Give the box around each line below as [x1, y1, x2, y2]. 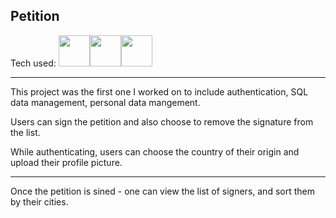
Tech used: [10, 57, 57, 69]
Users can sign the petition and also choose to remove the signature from [10, 115, 314, 128]
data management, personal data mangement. [10, 96, 201, 108]
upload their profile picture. [10, 156, 123, 168]
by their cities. [10, 195, 69, 208]
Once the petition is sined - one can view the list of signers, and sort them [10, 185, 315, 197]
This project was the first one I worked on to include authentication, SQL [10, 85, 309, 98]
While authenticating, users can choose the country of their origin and [10, 145, 300, 158]
